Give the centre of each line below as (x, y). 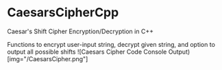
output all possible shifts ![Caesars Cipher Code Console (87, 52)
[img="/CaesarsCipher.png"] (48, 58)
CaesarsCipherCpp (63, 13)
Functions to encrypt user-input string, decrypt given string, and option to (111, 44)
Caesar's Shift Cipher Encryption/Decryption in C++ (81, 31)
